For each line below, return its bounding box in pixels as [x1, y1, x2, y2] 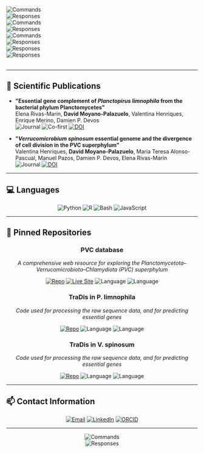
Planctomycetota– [141, 259, 187, 267]
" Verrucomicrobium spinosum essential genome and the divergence [15, 135, 192, 142]
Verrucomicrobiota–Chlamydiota [36, 266, 118, 273]
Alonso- [170, 147, 191, 155]
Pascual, [15, 154, 37, 161]
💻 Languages [6, 185, 59, 195]
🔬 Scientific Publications [6, 81, 101, 91]
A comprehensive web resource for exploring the [17, 259, 140, 267]
